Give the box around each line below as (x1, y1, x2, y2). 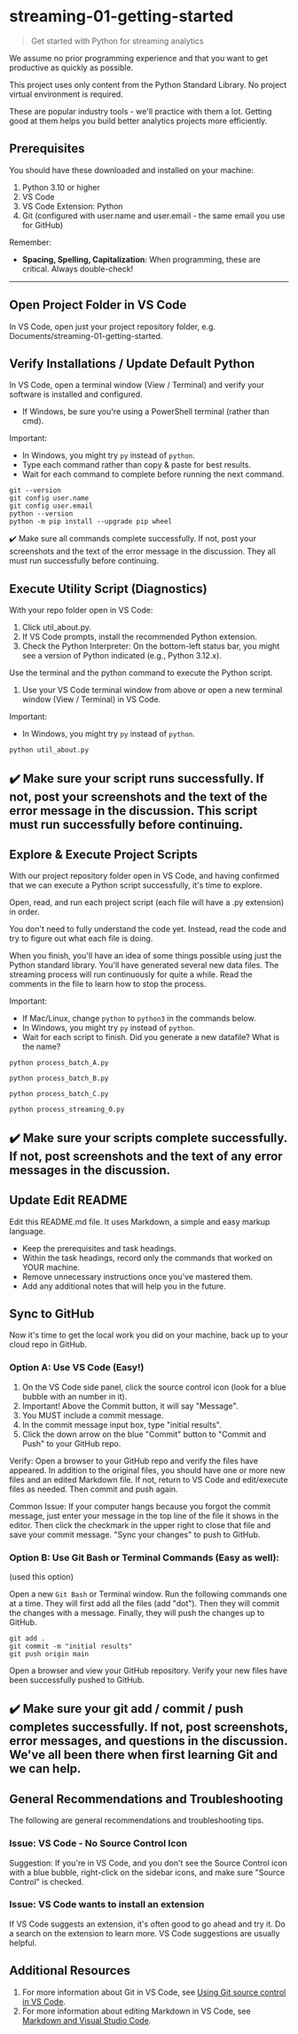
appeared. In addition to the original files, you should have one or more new (9, 1464, 286, 1475)
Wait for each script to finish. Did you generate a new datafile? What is (21, 1032, 280, 1043)
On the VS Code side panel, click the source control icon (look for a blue (21, 1382, 286, 1392)
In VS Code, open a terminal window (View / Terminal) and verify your (9, 380, 264, 390)
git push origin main (9, 1650, 90, 1659)
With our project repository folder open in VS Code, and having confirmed (9, 871, 279, 881)
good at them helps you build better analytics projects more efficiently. (9, 115, 268, 126)
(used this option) (9, 1572, 74, 1581)
